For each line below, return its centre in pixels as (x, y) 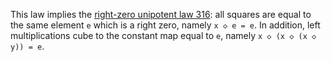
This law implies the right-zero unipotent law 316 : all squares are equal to (161, 14)
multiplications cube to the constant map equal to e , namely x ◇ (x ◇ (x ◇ (163, 35)
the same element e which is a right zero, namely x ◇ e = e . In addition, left (165, 25)
